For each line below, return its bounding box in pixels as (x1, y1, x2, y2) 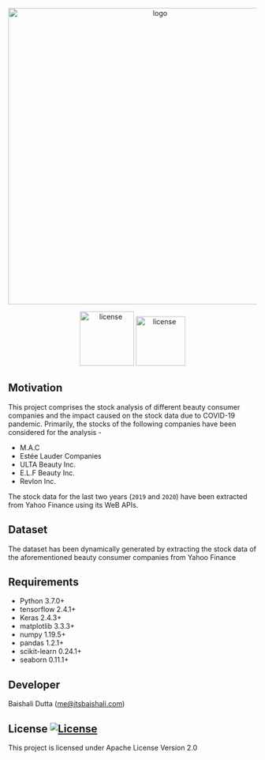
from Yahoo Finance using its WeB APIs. (8, 500, 139, 509)
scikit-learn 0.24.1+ (19, 647, 82, 656)
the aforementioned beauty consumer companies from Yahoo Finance (8, 552, 237, 561)
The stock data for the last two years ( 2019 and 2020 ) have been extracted (8, 491, 248, 501)
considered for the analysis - (8, 427, 103, 437)
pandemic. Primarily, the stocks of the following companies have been (8, 419, 237, 429)
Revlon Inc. (19, 476, 57, 486)
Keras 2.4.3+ (19, 613, 62, 622)
